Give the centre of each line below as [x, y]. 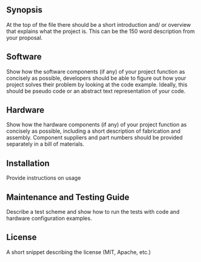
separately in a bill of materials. [45, 144]
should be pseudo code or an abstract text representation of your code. [96, 91]
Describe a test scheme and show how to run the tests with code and [93, 212]
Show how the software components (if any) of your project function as [96, 71]
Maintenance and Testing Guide [68, 197]
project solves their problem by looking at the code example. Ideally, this [97, 84]
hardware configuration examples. [49, 218]
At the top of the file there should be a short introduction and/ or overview [99, 24]
